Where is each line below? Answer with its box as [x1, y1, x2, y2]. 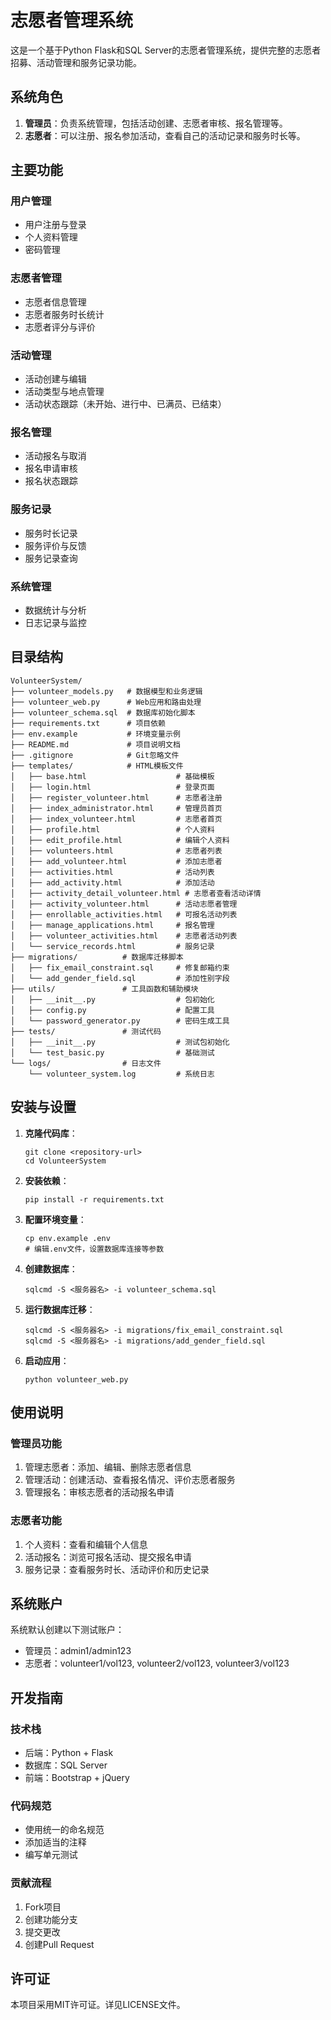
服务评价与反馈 [24, 539, 87, 551]
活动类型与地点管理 [24, 386, 105, 398]
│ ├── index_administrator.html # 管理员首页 [10, 803, 223, 813]
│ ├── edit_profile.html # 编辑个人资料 [10, 835, 230, 845]
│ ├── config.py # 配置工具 [10, 1005, 215, 1015]
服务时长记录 [24, 527, 78, 539]
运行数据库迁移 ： [24, 1303, 96, 1315]
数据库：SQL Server [24, 1759, 108, 1771]
